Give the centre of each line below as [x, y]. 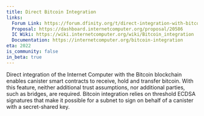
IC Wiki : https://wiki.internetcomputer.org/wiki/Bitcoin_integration [103, 35]
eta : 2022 [19, 46]
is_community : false [32, 52]
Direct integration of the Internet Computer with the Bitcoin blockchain [94, 74]
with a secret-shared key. [38, 106]
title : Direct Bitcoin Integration [51, 12]
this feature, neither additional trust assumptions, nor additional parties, [96, 87]
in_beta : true [24, 57]
